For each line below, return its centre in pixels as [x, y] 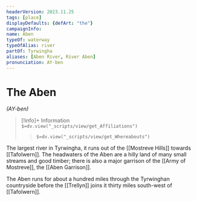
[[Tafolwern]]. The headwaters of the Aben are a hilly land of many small [96, 155]
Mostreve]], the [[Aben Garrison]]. [49, 167]
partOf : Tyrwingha [29, 51]
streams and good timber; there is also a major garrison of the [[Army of [96, 161]
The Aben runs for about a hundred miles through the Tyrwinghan [88, 179]
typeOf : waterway [28, 40]
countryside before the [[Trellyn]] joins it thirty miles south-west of [89, 185]
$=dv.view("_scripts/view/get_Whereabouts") [93, 137]
